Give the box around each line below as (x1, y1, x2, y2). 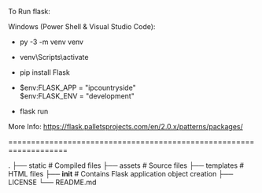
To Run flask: (8, 7, 51, 16)
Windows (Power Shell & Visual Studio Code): (8, 22, 156, 31)
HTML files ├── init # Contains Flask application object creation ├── (8, 169, 234, 178)
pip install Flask (19, 68, 71, 77)
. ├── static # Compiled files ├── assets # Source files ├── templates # (8, 161, 245, 170)
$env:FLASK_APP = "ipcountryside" (19, 83, 136, 92)
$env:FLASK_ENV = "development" (19, 91, 135, 101)
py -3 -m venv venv (19, 37, 84, 46)
